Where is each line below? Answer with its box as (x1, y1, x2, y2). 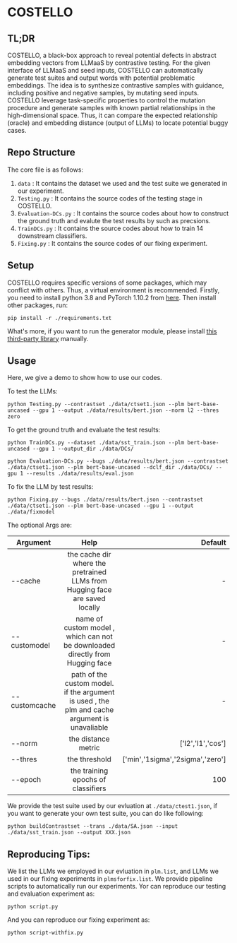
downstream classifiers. (17, 231, 87, 240)
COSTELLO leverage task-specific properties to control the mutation (7, 96, 206, 105)
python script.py (7, 903, 59, 911)
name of (75, 614, 104, 624)
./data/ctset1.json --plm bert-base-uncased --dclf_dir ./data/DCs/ (7, 464, 213, 471)
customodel (11, 641, 51, 651)
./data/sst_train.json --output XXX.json (7, 829, 131, 836)
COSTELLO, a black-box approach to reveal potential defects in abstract (7, 51, 217, 59)
